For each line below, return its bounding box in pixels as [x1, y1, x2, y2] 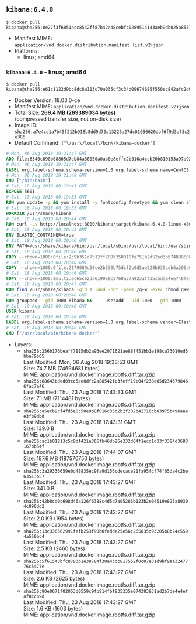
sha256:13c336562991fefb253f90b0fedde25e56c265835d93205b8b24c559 [23, 528, 188, 534]
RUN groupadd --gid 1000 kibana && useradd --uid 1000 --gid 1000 [6, 298, 181, 304]
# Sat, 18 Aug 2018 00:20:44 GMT [6, 216, 87, 222]
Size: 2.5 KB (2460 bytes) [23, 545, 86, 552]
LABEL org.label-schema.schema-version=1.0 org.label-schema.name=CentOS [6, 167, 190, 173]
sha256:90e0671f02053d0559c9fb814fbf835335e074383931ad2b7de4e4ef [23, 588, 188, 594]
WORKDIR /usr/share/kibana [6, 210, 72, 216]
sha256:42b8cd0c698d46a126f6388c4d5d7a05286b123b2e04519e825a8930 [23, 498, 188, 504]
